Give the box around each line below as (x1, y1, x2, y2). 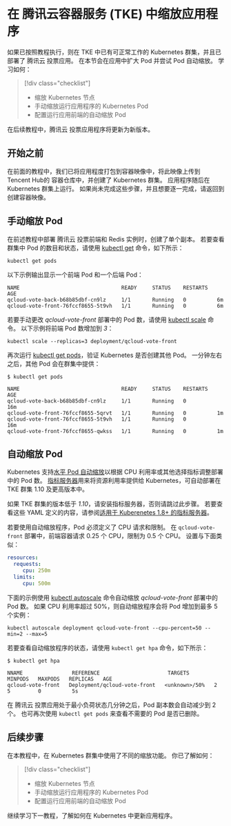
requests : (13, 561, 41, 568)
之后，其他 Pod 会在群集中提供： (7, 359, 101, 367)
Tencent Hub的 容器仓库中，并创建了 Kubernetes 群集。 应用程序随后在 (7, 176, 210, 184)
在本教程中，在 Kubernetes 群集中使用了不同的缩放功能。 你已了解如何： (7, 751, 214, 760)
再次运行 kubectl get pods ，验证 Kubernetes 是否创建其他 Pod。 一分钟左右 (7, 351, 223, 359)
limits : (13, 573, 36, 580)
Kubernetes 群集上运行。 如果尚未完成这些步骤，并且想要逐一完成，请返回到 (7, 184, 225, 192)
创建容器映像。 (7, 193, 50, 201)
